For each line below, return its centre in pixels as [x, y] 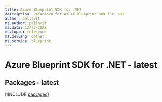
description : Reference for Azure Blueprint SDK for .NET [65, 14]
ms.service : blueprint [28, 41]
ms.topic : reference [26, 32]
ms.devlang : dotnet [25, 37]
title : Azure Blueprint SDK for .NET [43, 9]
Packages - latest [32, 83]
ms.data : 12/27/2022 [26, 28]
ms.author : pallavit [26, 23]
